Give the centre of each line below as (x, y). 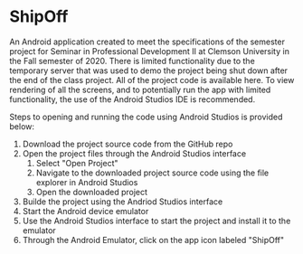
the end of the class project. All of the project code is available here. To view (152, 80)
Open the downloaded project (91, 192)
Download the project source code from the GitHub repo (128, 144)
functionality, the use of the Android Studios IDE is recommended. (133, 99)
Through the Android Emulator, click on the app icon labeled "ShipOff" (153, 240)
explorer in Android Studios (87, 182)
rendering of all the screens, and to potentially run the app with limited (140, 89)
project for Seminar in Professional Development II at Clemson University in (149, 51)
